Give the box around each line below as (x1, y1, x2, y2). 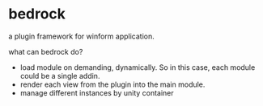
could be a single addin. (19, 71, 100, 80)
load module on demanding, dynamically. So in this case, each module (19, 62, 256, 72)
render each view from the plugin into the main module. (19, 79, 206, 89)
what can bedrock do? (8, 47, 83, 56)
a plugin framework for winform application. (8, 31, 155, 41)
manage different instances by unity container (19, 88, 174, 97)
